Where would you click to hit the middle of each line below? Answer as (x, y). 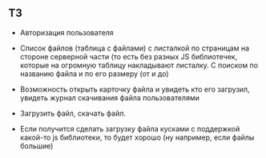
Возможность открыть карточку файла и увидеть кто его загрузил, (135, 89)
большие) (36, 146)
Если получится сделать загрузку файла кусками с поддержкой (130, 128)
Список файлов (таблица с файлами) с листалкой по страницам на (135, 48)
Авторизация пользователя (66, 32)
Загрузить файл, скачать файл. (73, 113)
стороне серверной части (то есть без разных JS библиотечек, (129, 56)
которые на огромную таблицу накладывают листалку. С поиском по (139, 65)
